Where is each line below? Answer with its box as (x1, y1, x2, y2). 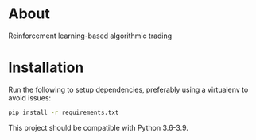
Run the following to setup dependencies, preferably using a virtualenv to (8, 85, 249, 94)
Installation (8, 59, 84, 77)
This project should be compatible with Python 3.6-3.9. (8, 123, 189, 132)
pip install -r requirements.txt (8, 108, 119, 116)
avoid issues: (8, 93, 52, 103)
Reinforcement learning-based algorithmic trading (8, 31, 173, 40)
